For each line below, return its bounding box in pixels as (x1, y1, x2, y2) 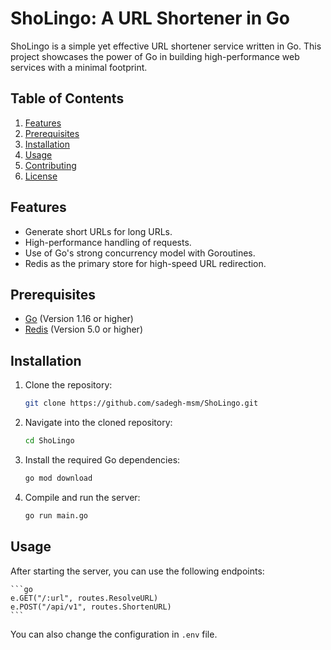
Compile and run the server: (24, 491, 141, 503)
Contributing (24, 159, 77, 171)
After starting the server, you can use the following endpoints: (10, 565, 265, 577)
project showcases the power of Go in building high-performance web (10, 50, 300, 62)
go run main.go (24, 510, 89, 521)
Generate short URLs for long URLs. (24, 225, 173, 237)
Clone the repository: (24, 379, 113, 391)
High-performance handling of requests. (24, 236, 192, 248)
